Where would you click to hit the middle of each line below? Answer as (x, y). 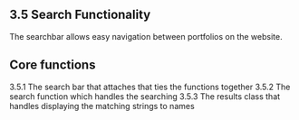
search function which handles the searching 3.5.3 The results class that (145, 96)
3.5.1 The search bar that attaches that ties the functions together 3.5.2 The (150, 87)
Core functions (53, 65)
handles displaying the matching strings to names (102, 106)
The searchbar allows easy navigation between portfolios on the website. (146, 36)
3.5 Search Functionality (80, 15)
